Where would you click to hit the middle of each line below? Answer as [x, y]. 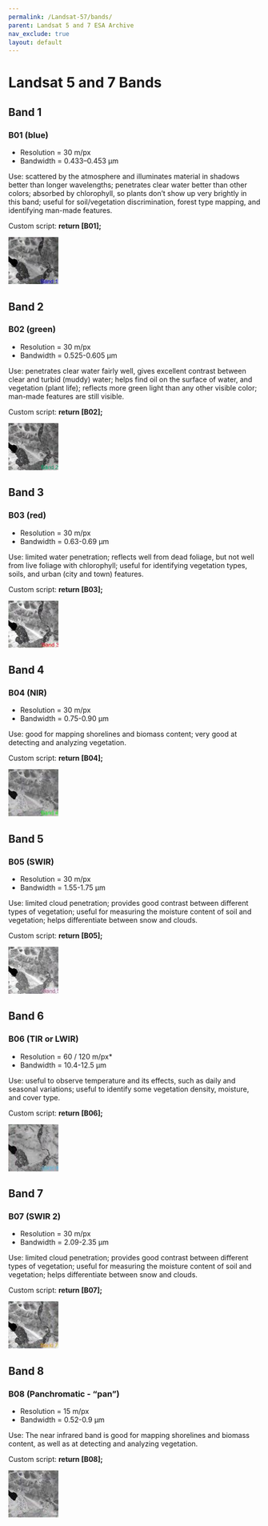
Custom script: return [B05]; [56, 935]
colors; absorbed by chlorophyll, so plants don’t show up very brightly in [128, 194]
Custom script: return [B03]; [56, 589]
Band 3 [26, 493]
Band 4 [26, 669]
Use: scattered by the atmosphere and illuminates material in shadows [124, 177]
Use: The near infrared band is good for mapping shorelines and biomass [129, 1435]
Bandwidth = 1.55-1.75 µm [62, 887]
